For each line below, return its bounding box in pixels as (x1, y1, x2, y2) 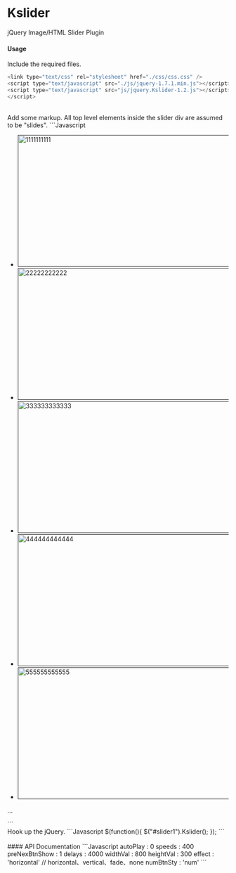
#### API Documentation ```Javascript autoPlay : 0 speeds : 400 (7, 842, 195, 851)
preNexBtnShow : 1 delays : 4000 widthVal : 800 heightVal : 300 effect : (7, 849, 214, 858)
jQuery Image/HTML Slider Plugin (7, 28, 105, 37)
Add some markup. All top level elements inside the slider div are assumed (7, 113, 223, 122)
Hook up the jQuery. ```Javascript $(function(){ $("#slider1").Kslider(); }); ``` (7, 827, 225, 836)
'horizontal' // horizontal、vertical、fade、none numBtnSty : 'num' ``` (7, 858, 207, 866)
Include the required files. (7, 60, 82, 68)
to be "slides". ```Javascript (7, 121, 86, 129)
